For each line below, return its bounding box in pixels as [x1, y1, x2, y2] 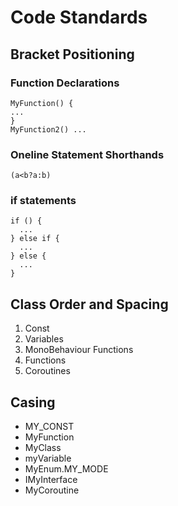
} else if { [10, 234, 60, 244]
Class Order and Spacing [10, 296, 169, 313]
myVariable [24, 452, 72, 465]
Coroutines [24, 365, 71, 377]
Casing [10, 394, 56, 411]
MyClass [24, 442, 62, 454]
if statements [10, 194, 77, 208]
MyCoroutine [24, 484, 80, 496]
